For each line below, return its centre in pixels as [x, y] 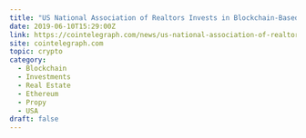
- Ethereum [38, 94]
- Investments [44, 77]
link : [20, 34]
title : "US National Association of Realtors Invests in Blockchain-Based [154, 18]
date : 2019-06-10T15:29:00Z [63, 26]
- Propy [32, 102]
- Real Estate [44, 85]
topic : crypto [36, 52]
